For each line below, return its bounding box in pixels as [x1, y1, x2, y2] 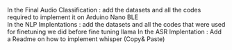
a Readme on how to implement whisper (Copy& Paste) [7, 35, 165, 43]
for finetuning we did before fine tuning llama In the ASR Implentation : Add [7, 27, 222, 36]
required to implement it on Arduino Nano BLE [7, 13, 139, 21]
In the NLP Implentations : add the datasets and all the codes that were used [7, 21, 226, 28]
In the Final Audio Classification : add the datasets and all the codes [7, 6, 201, 14]
